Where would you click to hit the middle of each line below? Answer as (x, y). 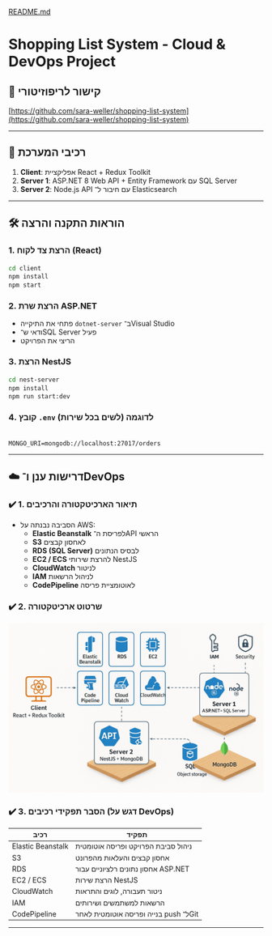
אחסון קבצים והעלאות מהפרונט (123, 857)
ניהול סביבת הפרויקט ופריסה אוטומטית (134, 846)
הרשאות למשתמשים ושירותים (120, 903)
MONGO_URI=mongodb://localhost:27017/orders (85, 443)
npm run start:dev (39, 397)
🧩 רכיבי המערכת (47, 153)
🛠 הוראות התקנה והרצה (67, 223)
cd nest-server (34, 380)
